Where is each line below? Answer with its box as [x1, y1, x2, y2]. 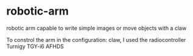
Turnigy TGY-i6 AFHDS [6, 43, 64, 50]
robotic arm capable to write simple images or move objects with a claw [6, 24, 187, 32]
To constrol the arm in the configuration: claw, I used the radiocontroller [6, 36, 186, 43]
